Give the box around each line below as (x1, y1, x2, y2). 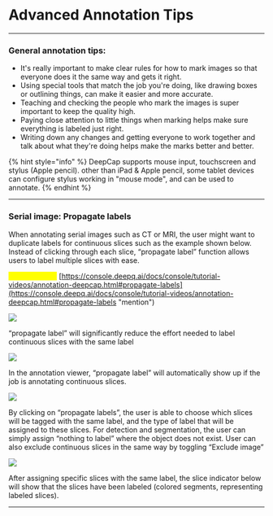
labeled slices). (8, 490, 59, 500)
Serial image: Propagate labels (8, 211, 132, 222)
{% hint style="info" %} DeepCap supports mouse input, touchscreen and (8, 157, 256, 167)
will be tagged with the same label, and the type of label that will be (8, 416, 234, 426)
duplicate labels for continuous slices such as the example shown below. (8, 238, 252, 247)
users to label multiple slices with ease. (8, 255, 140, 265)
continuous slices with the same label (8, 336, 134, 347)
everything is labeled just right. (19, 124, 124, 133)
